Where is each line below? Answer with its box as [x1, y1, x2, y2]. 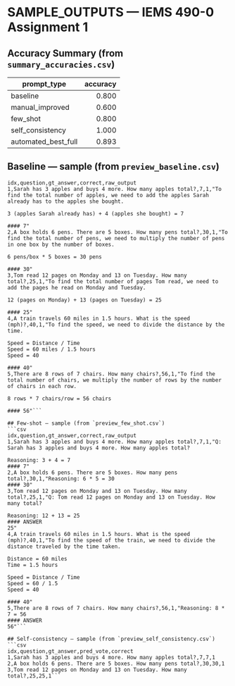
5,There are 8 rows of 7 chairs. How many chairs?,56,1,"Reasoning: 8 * [7, 604, 225, 611]
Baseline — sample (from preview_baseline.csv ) [7, 161, 220, 173]
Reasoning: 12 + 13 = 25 [7, 512, 80, 519]
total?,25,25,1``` [7, 672, 61, 680]
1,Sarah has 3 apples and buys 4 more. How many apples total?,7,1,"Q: [7, 438, 222, 445]
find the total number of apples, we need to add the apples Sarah [7, 192, 210, 199]
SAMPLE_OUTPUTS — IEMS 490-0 [7, 4, 215, 20]
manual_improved [11, 103, 70, 112]
